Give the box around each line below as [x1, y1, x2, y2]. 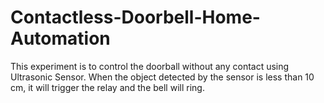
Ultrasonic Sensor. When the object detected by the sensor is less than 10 [10, 71, 315, 83]
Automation [10, 27, 111, 50]
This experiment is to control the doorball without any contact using [10, 60, 290, 72]
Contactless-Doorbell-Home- [10, 6, 261, 29]
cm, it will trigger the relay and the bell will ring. [10, 81, 205, 93]
